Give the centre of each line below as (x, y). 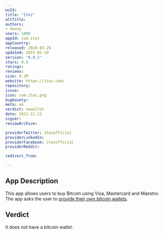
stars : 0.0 (17, 62)
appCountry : (18, 43)
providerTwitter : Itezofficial (38, 133)
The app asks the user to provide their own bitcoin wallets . (67, 198)
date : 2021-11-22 (24, 114)
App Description (32, 181)
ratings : (15, 67)
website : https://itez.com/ (35, 81)
